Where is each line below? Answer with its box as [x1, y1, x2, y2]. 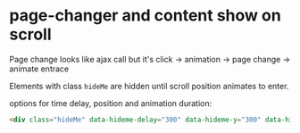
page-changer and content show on [9, 5, 281, 26]
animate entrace [9, 63, 70, 74]
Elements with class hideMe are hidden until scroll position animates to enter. [9, 80, 289, 91]
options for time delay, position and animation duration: [9, 97, 212, 108]
